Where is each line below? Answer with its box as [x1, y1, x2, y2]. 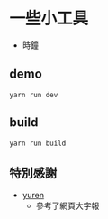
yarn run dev [9, 90, 58, 99]
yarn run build [9, 139, 67, 148]
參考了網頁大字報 [35, 200, 100, 212]
